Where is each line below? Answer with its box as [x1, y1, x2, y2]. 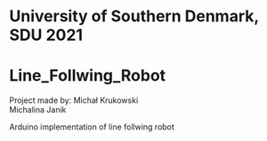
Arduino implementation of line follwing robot [9, 121, 175, 132]
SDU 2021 [9, 25, 83, 45]
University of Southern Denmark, [9, 6, 260, 27]
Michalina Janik [9, 105, 67, 115]
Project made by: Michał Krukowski [9, 95, 139, 106]
